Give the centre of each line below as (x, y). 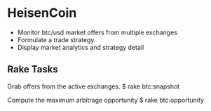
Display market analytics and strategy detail (81, 47)
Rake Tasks (33, 69)
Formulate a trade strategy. (56, 39)
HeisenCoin (42, 13)
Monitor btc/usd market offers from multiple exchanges (97, 32)
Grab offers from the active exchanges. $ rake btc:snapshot (94, 86)
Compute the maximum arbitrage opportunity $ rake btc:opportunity (106, 100)
